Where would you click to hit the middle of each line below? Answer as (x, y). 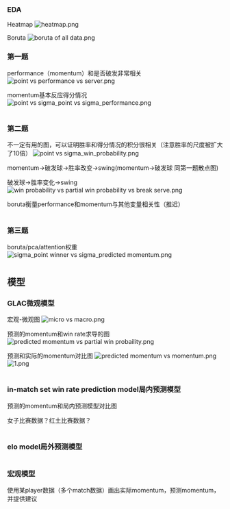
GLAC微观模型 (31, 303)
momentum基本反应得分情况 (47, 95)
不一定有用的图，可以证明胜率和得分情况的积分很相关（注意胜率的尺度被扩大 (115, 145)
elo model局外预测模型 (45, 447)
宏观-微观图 (24, 319)
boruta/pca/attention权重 (42, 247)
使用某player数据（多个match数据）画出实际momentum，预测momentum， (114, 490)
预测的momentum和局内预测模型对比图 (62, 406)
